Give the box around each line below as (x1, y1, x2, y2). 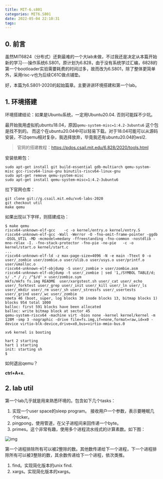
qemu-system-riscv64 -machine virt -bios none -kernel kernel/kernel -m (5, 313, 156, 318)
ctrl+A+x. (5, 370, 25, 376)
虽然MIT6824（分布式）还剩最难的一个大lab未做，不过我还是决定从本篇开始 (5, 54, 157, 60)
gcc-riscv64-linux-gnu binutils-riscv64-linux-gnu (16, 169, 121, 174)
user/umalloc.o (5, 262, 36, 266)
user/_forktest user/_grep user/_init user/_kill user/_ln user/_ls (5, 283, 147, 288)
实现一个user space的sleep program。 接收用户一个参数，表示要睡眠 (12, 408, 150, 414)
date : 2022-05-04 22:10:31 (5, 16, 60, 21)
